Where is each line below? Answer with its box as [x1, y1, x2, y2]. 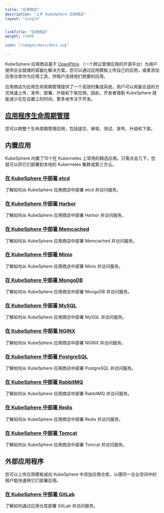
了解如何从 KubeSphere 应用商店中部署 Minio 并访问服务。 [5, 263, 123, 269]
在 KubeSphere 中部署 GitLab [5, 490, 75, 497]
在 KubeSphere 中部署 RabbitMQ [5, 378, 83, 385]
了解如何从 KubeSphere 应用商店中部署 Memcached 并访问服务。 [5, 238, 137, 244]
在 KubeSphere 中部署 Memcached [5, 226, 90, 233]
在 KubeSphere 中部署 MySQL [5, 302, 77, 309]
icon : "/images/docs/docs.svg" [5, 43, 69, 48]
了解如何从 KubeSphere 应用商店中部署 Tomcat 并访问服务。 [5, 442, 127, 447]
